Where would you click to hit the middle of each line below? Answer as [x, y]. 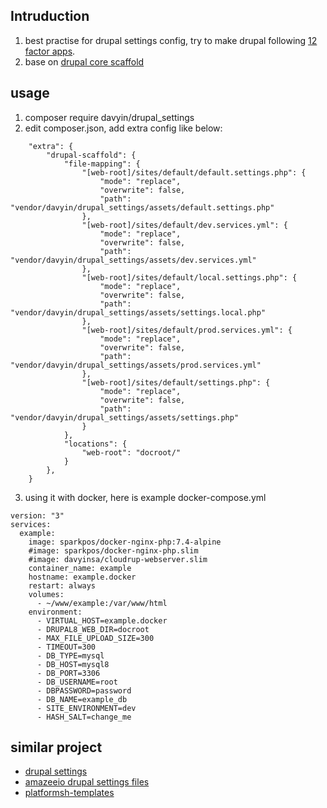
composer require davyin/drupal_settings [109, 117]
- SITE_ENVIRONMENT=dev [86, 708]
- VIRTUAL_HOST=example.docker [102, 620]
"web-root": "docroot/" [131, 452]
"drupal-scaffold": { [91, 155]
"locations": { [95, 444]
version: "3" [37, 515]
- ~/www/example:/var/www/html [102, 603]
